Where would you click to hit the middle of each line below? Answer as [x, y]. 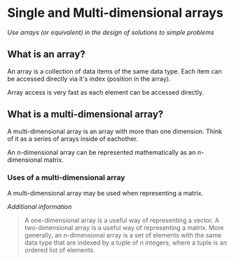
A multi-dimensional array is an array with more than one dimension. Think [115, 131]
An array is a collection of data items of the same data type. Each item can [115, 71]
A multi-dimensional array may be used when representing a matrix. [105, 193]
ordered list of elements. [60, 249]
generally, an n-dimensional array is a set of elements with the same [123, 235]
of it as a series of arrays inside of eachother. [73, 139]
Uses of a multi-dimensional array [66, 178]
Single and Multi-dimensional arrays [115, 13]
